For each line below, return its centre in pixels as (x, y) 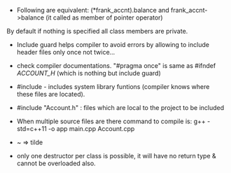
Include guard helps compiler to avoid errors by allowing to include (113, 44)
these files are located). (51, 94)
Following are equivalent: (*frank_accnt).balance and (93, 10)
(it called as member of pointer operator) (104, 18)
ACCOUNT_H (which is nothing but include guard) (89, 73)
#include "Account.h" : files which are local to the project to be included (120, 108)
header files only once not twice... (66, 52)
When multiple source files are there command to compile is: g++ (111, 121)
